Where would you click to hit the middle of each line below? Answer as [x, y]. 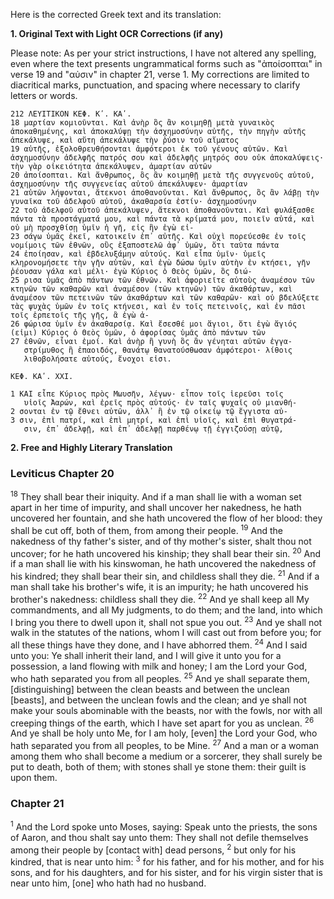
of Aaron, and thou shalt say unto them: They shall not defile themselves [159, 837]
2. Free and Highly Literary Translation [91, 447]
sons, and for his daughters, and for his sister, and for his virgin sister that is [166, 873]
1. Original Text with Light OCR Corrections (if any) [117, 33]
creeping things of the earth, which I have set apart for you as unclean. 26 [162, 722]
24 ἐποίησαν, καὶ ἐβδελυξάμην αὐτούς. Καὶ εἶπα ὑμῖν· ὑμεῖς [138, 254]
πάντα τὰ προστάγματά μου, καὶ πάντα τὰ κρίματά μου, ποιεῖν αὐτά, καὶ [162, 219]
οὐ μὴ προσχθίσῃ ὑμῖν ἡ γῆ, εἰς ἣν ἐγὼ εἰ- [102, 228]
